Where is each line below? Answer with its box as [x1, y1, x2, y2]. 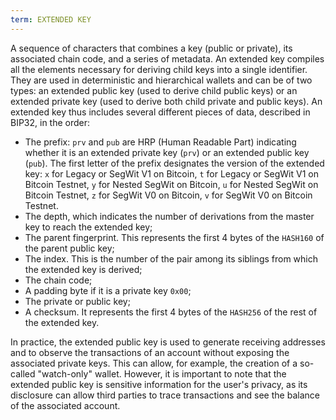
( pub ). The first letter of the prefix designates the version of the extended [24, 157, 325, 169]
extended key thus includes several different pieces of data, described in [10, 106, 311, 118]
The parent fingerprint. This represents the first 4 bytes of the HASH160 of [24, 231, 325, 243]
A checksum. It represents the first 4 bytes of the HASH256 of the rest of [24, 306, 318, 318]
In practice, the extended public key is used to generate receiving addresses [10, 336, 326, 348]
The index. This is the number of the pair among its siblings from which [24, 252, 319, 265]
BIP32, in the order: [10, 116, 91, 128]
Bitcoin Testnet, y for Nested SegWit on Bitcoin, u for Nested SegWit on [24, 178, 319, 190]
